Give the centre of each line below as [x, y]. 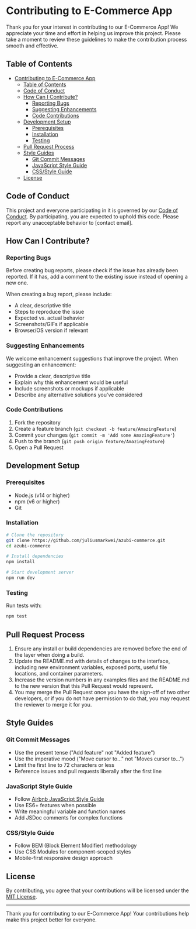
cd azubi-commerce [28, 546]
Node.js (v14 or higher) [42, 495]
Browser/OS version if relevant [51, 330]
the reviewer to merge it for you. [53, 704]
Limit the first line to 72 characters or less [64, 765]
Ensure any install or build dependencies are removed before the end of [101, 649]
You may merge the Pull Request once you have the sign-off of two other [102, 692]
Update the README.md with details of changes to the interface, [92, 661]
